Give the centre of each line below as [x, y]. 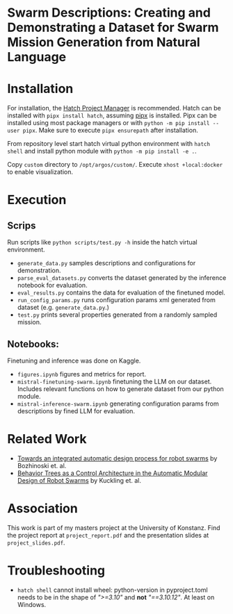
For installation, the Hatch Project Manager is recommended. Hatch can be [114, 108]
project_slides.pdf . [36, 542]
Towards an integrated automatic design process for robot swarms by [117, 458]
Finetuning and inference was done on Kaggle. [74, 360]
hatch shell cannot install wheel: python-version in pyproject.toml [112, 590]
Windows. [32, 604]
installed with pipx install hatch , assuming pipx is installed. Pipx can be [112, 115]
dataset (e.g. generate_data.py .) [63, 308]
